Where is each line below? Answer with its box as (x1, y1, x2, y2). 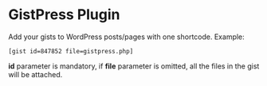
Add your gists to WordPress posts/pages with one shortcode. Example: (8, 32, 245, 41)
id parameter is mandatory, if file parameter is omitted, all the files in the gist (8, 61, 260, 71)
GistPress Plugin (8, 6, 121, 24)
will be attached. (8, 69, 63, 79)
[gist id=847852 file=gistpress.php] (8, 47, 134, 55)
